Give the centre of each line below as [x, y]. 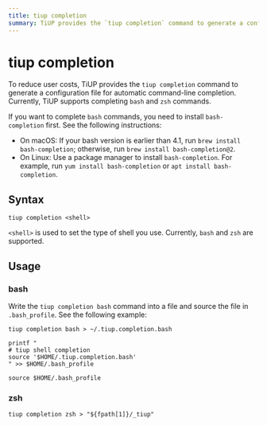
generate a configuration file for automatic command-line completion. [122, 93]
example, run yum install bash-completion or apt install [115, 166]
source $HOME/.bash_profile [55, 378]
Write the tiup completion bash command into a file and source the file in [128, 306]
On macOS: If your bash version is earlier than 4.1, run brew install [130, 141]
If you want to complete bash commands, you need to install [106, 117]
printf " [23, 343]
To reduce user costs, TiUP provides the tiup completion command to [123, 84]
